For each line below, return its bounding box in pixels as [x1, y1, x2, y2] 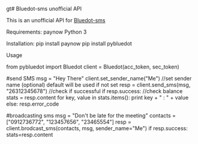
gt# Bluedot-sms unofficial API [6, 5, 82, 12]
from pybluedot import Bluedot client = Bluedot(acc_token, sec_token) [6, 63, 180, 70]
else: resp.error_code [6, 100, 59, 107]
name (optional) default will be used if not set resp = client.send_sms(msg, [6, 81, 191, 88]
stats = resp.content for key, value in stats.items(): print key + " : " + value [6, 94, 189, 101]
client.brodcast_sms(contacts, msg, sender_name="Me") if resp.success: [6, 125, 188, 131]
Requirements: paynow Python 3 [6, 28, 87, 35]
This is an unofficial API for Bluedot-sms [6, 17, 106, 23]
